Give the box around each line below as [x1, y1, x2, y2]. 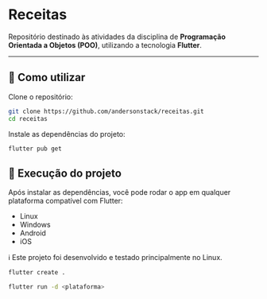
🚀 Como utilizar [8, 71, 86, 84]
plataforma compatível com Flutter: [8, 196, 123, 206]
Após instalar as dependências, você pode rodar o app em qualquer [8, 188, 231, 197]
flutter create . [8, 269, 66, 277]
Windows [19, 220, 51, 230]
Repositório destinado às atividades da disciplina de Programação [8, 32, 226, 41]
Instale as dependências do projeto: [8, 129, 126, 138]
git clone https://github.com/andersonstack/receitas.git [8, 107, 204, 115]
